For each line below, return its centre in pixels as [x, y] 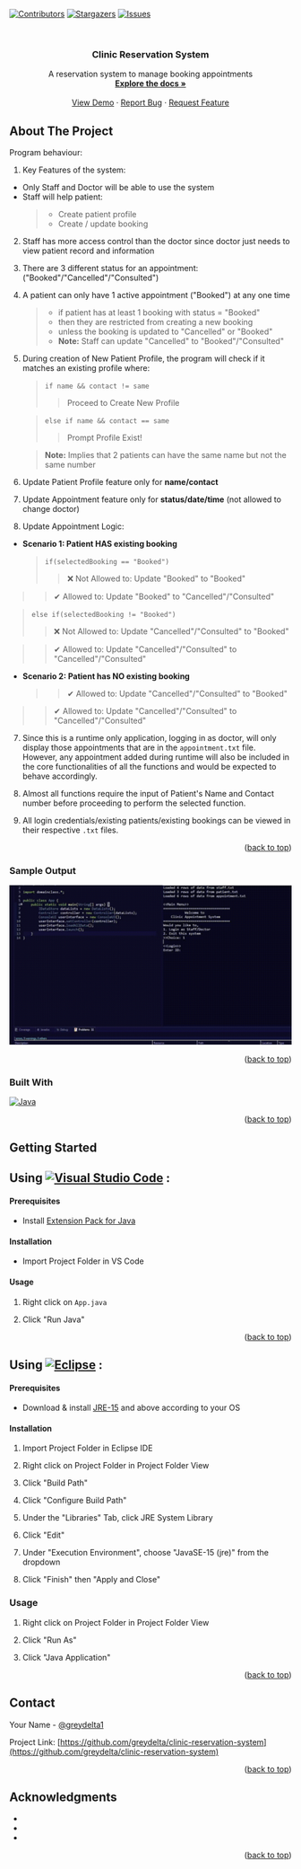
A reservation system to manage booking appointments [150, 74]
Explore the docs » [150, 84]
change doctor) [51, 509]
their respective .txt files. [70, 830]
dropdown [41, 1562]
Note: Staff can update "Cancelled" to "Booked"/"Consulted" [171, 341]
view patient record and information [88, 251]
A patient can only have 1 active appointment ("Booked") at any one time [156, 295]
